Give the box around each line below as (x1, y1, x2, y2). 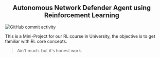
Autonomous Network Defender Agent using (12, 4, 151, 12)
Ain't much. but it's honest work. (17, 47, 83, 53)
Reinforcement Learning (44, 11, 120, 20)
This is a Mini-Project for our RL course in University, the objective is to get (5, 33, 156, 39)
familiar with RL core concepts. (5, 38, 67, 44)
